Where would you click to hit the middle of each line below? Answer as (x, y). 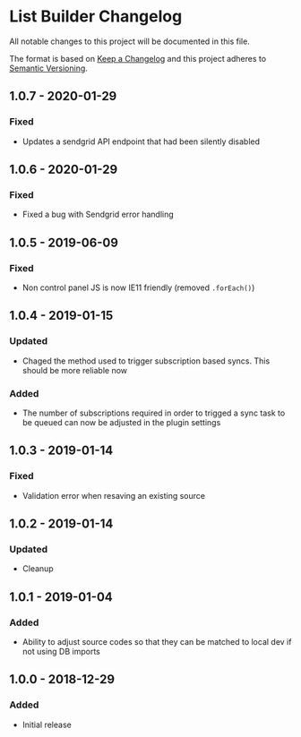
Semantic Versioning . (48, 68)
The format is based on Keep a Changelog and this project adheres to (138, 58)
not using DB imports (61, 652)
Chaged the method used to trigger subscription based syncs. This (146, 361)
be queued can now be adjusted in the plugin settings (121, 422)
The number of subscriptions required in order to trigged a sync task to (154, 413)
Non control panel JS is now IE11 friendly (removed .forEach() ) (138, 287)
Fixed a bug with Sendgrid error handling (98, 214)
